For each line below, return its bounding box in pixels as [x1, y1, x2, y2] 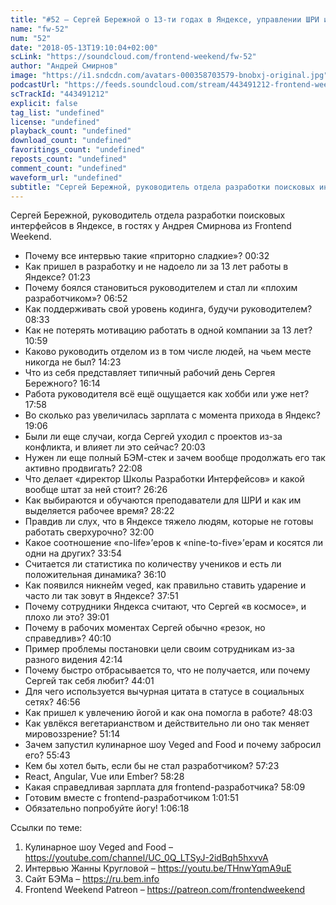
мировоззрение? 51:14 [24, 728, 121, 740]
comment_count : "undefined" [10, 163, 128, 173]
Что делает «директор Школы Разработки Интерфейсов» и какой [24, 473, 305, 485]
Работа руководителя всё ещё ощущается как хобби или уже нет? [24, 388, 310, 400]
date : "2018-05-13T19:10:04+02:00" [10, 42, 159, 53]
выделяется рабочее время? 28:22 [24, 505, 175, 517]
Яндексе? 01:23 [24, 271, 91, 283]
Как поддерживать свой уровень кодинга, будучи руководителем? [24, 303, 313, 315]
